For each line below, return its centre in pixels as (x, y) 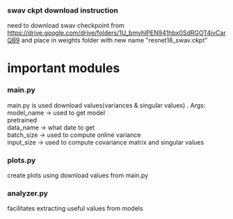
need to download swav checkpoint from (66, 26)
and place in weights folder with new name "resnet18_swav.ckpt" (114, 40)
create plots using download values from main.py (78, 175)
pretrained (22, 120)
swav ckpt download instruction (63, 10)
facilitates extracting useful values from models (75, 209)
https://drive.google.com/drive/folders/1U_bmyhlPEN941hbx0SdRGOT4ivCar (116, 33)
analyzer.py (28, 193)
